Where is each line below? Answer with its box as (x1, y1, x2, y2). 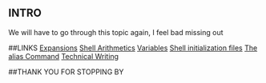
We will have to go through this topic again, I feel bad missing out (8, 27, 224, 37)
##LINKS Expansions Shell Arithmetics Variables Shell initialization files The (8, 43, 258, 53)
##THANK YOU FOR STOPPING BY (8, 67, 124, 77)
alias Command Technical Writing (8, 51, 119, 61)
